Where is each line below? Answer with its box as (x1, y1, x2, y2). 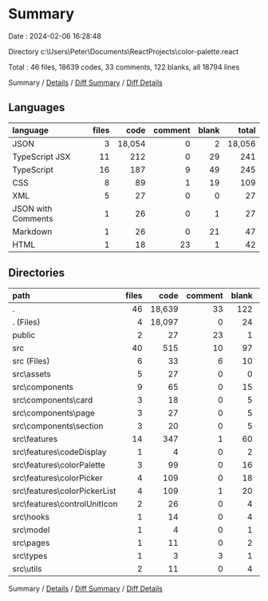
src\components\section (12, 420, 104, 432)
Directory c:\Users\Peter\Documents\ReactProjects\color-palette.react (8, 46, 239, 56)
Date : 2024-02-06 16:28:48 (8, 31, 102, 41)
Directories (8, 266, 65, 280)
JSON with (12, 203, 53, 214)
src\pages (12, 537, 50, 548)
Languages (8, 101, 65, 114)
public (12, 329, 36, 340)
